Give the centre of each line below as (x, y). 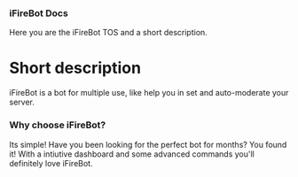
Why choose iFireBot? (58, 125)
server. (22, 102)
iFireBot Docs (39, 13)
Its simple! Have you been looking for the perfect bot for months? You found (148, 144)
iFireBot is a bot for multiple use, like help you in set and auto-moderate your (149, 93)
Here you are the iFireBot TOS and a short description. (109, 33)
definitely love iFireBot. (51, 163)
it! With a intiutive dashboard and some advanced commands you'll (132, 154)
